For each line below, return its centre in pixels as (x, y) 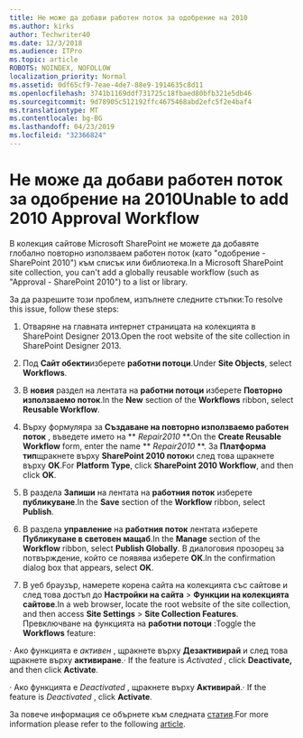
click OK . (39, 474)
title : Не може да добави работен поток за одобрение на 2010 (129, 18)
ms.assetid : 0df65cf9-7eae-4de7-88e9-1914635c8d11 (106, 85)
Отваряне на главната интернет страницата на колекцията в (139, 326)
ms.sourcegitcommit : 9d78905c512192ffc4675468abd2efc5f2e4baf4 (131, 102)
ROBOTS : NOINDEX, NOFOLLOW (60, 69)
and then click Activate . (54, 669)
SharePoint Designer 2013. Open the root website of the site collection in (156, 336)
